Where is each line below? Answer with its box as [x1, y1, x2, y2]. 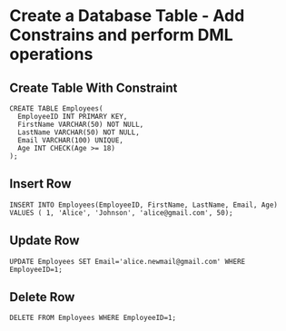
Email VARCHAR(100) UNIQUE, [17, 136, 124, 145]
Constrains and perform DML [9, 24, 233, 45]
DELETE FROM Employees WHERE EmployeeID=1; [9, 314, 177, 323]
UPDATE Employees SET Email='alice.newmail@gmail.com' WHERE [9, 257, 246, 266]
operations [9, 44, 94, 64]
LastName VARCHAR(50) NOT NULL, [17, 128, 141, 137]
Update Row [9, 233, 80, 248]
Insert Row [9, 176, 72, 191]
